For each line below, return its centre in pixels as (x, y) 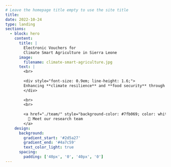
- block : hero (25, 34)
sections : (16, 29)
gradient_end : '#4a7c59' (50, 143)
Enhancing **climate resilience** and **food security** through (94, 86)
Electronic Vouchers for (50, 48)
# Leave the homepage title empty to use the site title (67, 10)
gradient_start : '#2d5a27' (52, 138)
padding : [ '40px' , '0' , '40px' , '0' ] (63, 157)
